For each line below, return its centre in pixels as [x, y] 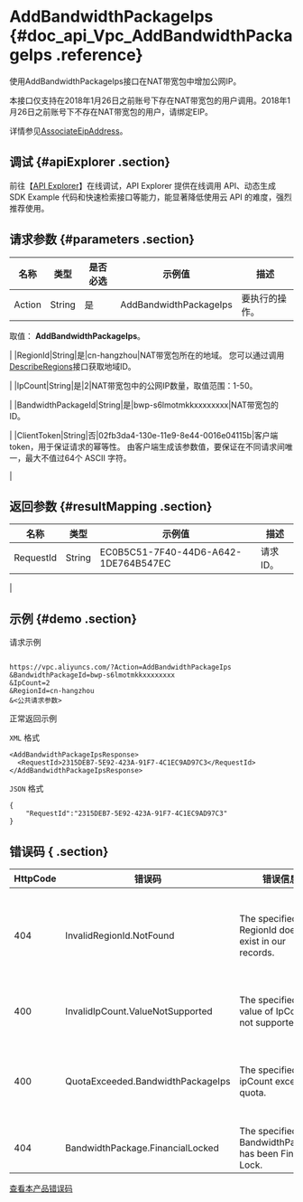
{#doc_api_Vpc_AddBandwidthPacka [151, 36]
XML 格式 [25, 737]
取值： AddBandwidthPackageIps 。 [78, 335]
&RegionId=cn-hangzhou [52, 691]
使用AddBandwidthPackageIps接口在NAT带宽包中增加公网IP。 [125, 81]
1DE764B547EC [135, 564]
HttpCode [35, 878]
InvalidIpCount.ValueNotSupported [139, 1011]
